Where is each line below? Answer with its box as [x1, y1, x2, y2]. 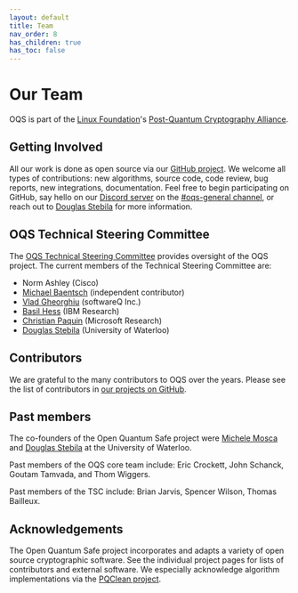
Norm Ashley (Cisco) [21, 277, 100, 288]
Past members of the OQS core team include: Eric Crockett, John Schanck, [9, 459, 285, 470]
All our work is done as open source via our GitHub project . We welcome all [9, 163, 286, 174]
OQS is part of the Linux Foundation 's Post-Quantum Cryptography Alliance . [9, 114, 289, 125]
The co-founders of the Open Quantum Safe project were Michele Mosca [9, 433, 278, 443]
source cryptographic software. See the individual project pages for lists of [9, 555, 285, 565]
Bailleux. [9, 496, 41, 507]
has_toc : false [9, 46, 66, 55]
